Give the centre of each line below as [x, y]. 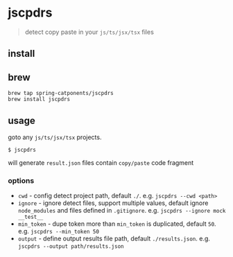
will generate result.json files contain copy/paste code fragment [101, 162]
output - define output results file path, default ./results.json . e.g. [114, 239]
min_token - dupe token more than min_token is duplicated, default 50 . [117, 224]
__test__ [31, 217]
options [21, 180]
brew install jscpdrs [39, 99]
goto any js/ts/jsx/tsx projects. [55, 137]
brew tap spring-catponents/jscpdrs [61, 94]
